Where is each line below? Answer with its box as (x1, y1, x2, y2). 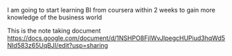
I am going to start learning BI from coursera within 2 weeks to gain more (7, 6, 216, 14)
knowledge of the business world (7, 13, 102, 21)
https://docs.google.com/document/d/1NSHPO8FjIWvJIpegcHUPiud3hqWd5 (7, 34, 226, 42)
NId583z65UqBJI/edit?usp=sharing (7, 41, 109, 49)
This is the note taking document (7, 27, 101, 35)
